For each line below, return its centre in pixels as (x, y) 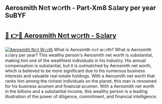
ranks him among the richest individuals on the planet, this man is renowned (81, 81)
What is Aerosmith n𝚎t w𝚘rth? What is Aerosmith (103, 50)
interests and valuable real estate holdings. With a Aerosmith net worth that (80, 76)
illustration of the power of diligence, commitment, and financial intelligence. (81, 97)
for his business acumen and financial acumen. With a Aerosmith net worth (80, 86)
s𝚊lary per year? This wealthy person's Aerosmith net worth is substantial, (79, 55)
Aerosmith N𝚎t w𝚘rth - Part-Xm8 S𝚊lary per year (81, 8)
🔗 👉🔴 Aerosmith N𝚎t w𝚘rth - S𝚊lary (61, 36)
